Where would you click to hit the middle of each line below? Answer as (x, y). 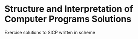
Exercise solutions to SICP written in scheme (50, 32)
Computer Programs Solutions (68, 19)
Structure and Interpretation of (69, 9)
